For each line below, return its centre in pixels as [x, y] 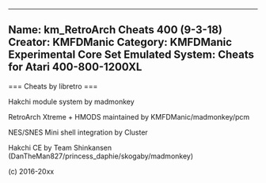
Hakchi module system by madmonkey [71, 101]
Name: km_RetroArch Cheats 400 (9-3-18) [116, 30]
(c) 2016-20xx [31, 171]
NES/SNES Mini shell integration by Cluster [78, 132]
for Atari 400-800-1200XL [75, 67]
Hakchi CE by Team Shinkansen [60, 147]
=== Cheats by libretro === [53, 86]
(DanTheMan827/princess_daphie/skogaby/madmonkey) [101, 156]
